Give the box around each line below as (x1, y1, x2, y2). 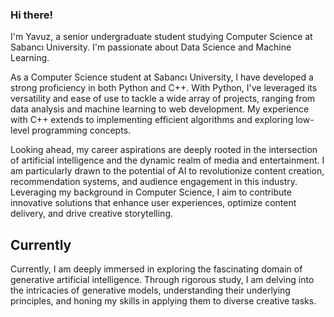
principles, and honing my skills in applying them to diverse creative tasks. (10, 295, 317, 307)
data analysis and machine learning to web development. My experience (10, 103, 310, 115)
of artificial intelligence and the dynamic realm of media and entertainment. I (10, 154, 325, 167)
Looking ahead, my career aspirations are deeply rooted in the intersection (10, 144, 318, 156)
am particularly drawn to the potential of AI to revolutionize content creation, (10, 165, 325, 177)
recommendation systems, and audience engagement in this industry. (10, 176, 298, 188)
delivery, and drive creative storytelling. (10, 208, 174, 220)
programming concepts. (31, 124, 132, 137)
